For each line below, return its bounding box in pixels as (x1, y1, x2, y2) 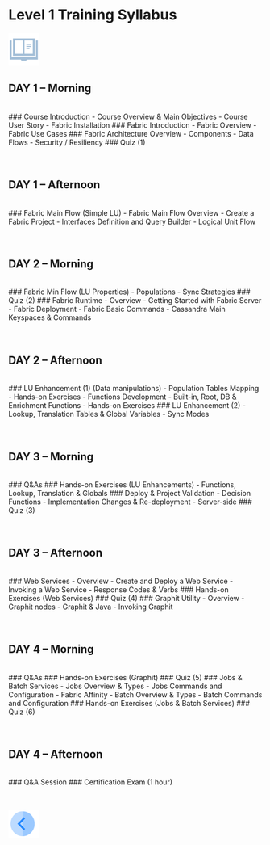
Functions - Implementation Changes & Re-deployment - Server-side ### (8, 497, 252, 507)
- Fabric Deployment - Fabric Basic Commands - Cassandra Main (8, 305, 226, 314)
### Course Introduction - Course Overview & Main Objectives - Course (8, 111, 248, 121)
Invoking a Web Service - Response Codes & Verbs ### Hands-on (8, 584, 229, 595)
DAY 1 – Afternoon (8, 178, 101, 191)
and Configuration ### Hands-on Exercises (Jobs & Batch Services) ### (8, 698, 251, 708)
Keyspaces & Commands (8, 313, 92, 322)
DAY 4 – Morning (8, 642, 94, 656)
